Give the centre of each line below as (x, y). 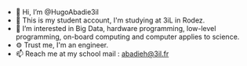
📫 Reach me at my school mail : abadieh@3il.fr (92, 54)
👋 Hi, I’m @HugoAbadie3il (57, 12)
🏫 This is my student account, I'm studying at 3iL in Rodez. (110, 20)
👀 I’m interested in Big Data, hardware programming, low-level (116, 28)
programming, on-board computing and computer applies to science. (127, 36)
